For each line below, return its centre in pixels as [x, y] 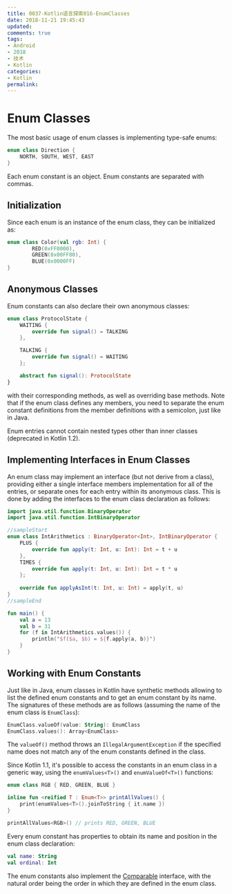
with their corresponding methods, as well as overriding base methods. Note [116, 395]
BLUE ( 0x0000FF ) [54, 261]
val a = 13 [35, 620]
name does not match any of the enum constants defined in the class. [106, 752]
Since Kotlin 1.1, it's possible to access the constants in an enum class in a [112, 765]
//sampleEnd [24, 601]
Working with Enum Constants [74, 674]
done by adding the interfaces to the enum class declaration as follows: [109, 499]
